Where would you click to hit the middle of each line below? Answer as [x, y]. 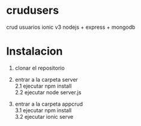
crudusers [32, 10]
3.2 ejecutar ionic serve [44, 116]
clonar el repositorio [40, 68]
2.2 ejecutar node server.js [48, 92]
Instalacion [34, 51]
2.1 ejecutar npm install [43, 86]
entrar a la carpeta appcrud [49, 104]
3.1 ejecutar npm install [43, 110]
